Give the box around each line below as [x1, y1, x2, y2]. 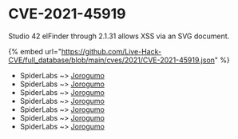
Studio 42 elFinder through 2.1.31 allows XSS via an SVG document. [8, 31, 230, 41]
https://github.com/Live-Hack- [61, 46, 162, 56]
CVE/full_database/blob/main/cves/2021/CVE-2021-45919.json [8, 55, 216, 65]
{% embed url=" [8, 46, 62, 56]
